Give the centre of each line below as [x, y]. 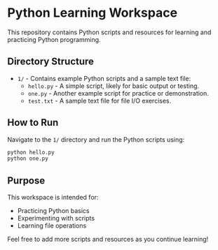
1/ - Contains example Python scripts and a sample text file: [104, 78]
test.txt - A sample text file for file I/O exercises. [100, 101]
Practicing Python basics [53, 211]
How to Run [33, 123]
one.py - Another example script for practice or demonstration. [118, 93]
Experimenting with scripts [56, 219]
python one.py [28, 159]
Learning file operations [52, 226]
